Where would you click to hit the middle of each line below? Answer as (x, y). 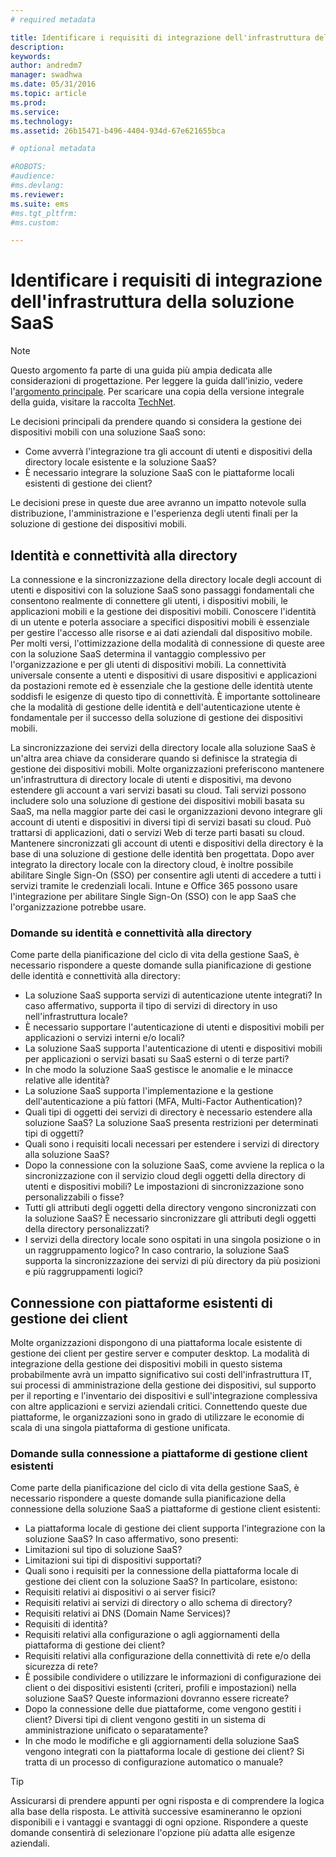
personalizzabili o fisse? (74, 1197)
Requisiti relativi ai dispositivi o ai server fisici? (120, 1592)
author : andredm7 (46, 66)
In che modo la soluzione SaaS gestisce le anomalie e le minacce (159, 1070)
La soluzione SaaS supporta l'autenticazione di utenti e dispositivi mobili (173, 1048)
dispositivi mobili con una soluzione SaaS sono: (108, 432)
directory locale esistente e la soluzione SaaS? (120, 462)
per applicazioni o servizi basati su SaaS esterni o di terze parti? (157, 1059)
